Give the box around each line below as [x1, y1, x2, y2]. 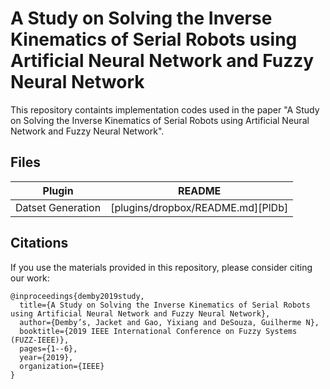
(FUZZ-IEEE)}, [10, 335, 70, 345]
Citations [10, 235, 69, 252]
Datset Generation [15, 200, 102, 214]
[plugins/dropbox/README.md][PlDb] [110, 200, 289, 214]
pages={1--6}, [19, 343, 78, 354]
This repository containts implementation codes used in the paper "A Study [10, 103, 320, 116]
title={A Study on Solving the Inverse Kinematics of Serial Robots [19, 300, 311, 310]
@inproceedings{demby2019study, [10, 291, 145, 301]
